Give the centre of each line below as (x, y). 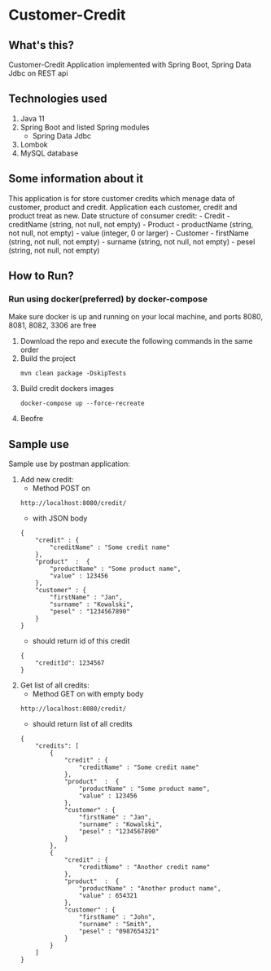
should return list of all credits (82, 724)
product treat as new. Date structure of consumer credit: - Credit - (119, 215)
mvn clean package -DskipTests (73, 373)
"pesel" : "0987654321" (119, 931)
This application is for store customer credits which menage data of (122, 198)
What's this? (42, 45)
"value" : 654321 (108, 896)
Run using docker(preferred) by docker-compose (108, 299)
